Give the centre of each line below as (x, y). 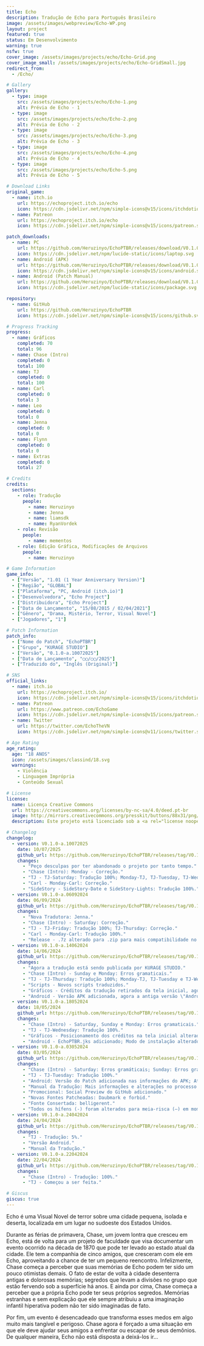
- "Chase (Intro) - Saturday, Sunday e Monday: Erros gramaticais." (111, 1024)
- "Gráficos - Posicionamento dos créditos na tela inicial (100, 1036)
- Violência (32, 771)
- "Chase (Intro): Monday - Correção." (73, 872)
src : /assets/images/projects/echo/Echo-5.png (77, 170)
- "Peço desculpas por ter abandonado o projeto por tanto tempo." (110, 866)
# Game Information (31, 569)
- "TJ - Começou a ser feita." (62, 1183)
